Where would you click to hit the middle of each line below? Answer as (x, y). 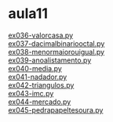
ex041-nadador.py (38, 77)
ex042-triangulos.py (41, 85)
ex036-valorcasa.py (41, 35)
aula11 (28, 14)
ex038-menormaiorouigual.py (56, 52)
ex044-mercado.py (40, 102)
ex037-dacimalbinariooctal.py (56, 43)
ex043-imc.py (31, 93)
